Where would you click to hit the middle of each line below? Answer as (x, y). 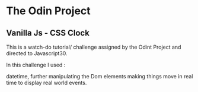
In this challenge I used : (36, 65)
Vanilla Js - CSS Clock (48, 33)
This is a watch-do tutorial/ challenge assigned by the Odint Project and (94, 47)
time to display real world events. (47, 83)
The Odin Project (48, 11)
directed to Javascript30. (37, 53)
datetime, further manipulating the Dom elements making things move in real (100, 76)
